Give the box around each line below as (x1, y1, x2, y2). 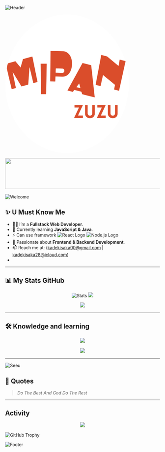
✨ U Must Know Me (5, 208, 65, 217)
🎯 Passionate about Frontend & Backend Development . (12, 239, 125, 245)
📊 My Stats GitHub (5, 276, 65, 285)
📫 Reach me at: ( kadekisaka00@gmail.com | (12, 244, 104, 251)
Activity (5, 409, 30, 417)
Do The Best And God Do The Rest (17, 390, 87, 396)
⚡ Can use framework (12, 232, 56, 238)
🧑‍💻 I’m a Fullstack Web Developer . (12, 221, 83, 227)
